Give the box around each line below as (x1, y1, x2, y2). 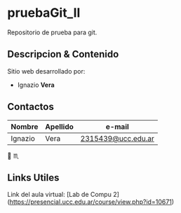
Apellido (45, 121, 74, 131)
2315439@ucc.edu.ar (80, 133, 154, 143)
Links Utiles (7, 172, 60, 184)
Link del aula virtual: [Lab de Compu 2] (7, 191, 119, 199)
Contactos (7, 101, 54, 113)
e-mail (105, 121, 130, 131)
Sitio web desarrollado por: (7, 67, 86, 75)
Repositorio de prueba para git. (7, 28, 98, 36)
